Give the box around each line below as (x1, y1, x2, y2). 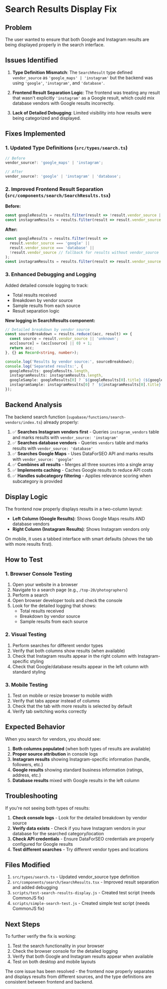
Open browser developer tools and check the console (12, 597, 123, 603)
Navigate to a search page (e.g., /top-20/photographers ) (12, 587, 128, 593)
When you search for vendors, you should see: (5, 736, 101, 742)
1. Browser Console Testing (5, 570, 73, 577)
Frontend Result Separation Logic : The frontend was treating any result (12, 90, 160, 96)
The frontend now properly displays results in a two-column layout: (5, 506, 143, 512)
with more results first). (5, 541, 53, 547)
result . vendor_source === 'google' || (9, 240, 90, 246)
